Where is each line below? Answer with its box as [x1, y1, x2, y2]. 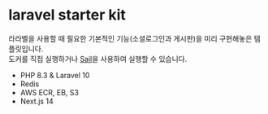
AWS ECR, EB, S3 [19, 87, 80, 97]
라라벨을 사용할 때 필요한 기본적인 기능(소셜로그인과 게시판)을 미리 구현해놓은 [8, 33, 253, 43]
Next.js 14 [19, 96, 54, 106]
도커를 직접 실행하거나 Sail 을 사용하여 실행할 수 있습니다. [8, 54, 188, 64]
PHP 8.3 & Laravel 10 [19, 70, 90, 80]
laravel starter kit [8, 6, 126, 24]
